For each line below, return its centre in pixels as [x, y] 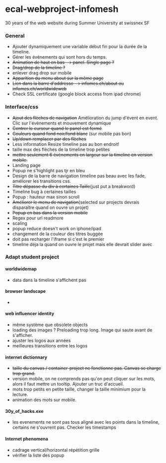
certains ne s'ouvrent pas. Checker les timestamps [64, 427]
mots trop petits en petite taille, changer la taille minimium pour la [79, 389]
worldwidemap [21, 269]
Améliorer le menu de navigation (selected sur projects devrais [76, 202]
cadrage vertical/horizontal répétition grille [56, 450]
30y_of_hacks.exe [24, 411]
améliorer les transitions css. [42, 181]
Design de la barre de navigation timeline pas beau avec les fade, [79, 176]
